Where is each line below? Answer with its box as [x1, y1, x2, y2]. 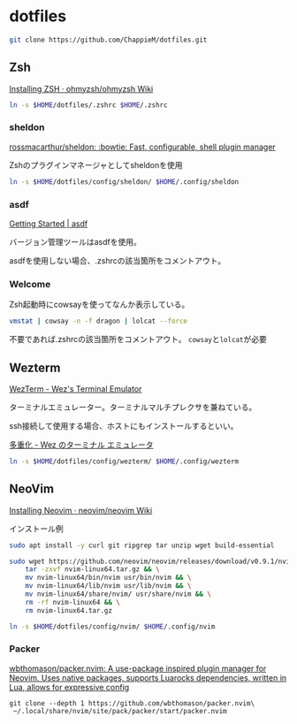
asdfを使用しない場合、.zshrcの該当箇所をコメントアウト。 [9, 255, 226, 266]
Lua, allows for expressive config [9, 682, 130, 692]
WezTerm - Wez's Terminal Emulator [9, 383, 142, 394]
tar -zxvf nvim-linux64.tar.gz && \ [25, 565, 161, 574]
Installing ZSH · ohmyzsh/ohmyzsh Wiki [9, 83, 154, 94]
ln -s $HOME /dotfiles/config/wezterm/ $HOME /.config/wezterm [9, 457, 240, 466]
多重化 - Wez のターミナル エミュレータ [9, 439, 154, 450]
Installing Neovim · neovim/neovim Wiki [9, 505, 153, 515]
